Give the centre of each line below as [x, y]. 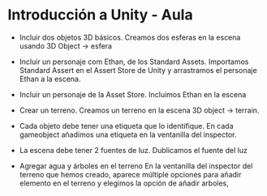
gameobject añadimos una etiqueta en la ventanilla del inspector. [128, 134]
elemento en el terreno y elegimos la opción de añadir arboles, [124, 183]
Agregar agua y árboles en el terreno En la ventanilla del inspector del [136, 166]
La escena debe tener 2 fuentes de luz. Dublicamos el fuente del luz [133, 150]
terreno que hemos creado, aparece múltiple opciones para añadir [130, 174]
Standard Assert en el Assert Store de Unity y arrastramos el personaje [138, 70]
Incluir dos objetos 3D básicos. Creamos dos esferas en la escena [130, 37]
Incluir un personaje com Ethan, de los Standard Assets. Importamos [134, 62]
